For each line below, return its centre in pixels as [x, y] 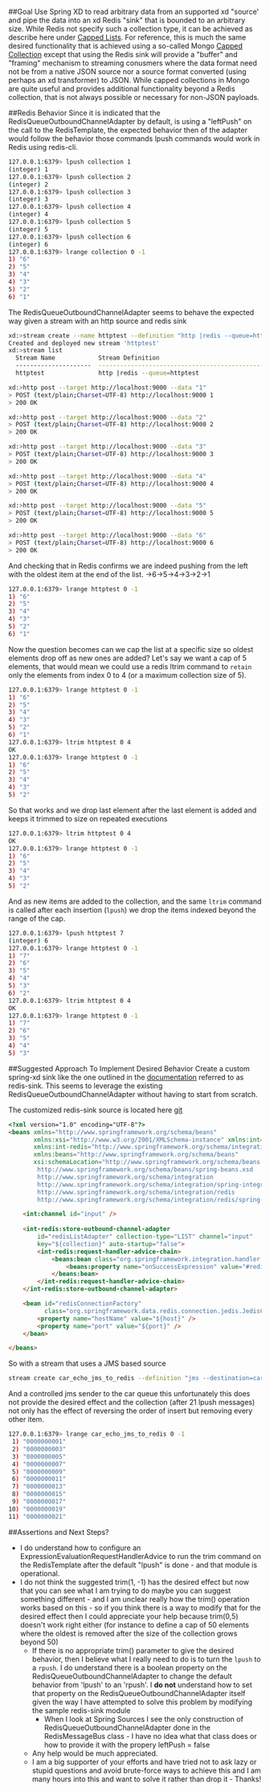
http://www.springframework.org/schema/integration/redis [136, 1192]
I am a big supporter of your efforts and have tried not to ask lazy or [144, 1761]
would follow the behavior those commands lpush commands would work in [134, 139]
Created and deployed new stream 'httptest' [84, 343]
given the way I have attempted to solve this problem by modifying [142, 1702]
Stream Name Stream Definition [88, 358]
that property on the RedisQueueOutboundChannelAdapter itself [139, 1693]
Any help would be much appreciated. [95, 1753]
